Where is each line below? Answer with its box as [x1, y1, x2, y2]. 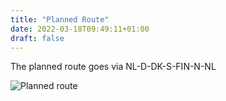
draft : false [10, 33, 65, 43]
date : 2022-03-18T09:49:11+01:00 [10, 24, 150, 34]
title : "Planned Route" [10, 14, 110, 25]
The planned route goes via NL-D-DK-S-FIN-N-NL [10, 61, 217, 73]
